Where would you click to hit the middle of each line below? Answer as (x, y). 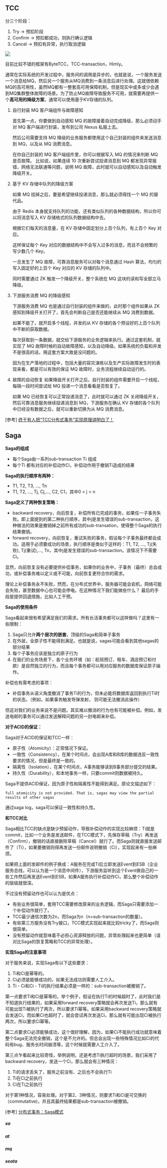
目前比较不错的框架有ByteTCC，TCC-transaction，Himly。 (65, 64)
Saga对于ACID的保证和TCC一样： (40, 737)
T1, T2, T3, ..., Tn (30, 486)
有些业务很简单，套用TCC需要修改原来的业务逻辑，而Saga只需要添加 (83, 904)
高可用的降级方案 (27, 99)
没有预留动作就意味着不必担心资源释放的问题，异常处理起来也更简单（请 (86, 935)
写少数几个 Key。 (30, 251)
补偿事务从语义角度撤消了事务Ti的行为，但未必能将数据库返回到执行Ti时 (86, 693)
